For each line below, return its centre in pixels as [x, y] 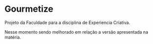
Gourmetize [29, 9]
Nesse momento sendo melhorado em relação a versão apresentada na [76, 32]
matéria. [13, 37]
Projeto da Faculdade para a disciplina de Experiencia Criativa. [67, 22]
